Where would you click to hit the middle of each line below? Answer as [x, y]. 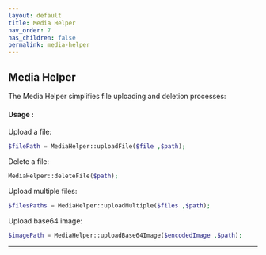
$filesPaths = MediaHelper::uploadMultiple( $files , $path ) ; [110, 206]
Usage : [21, 114]
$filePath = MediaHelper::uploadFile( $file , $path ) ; [97, 147]
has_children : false [42, 38]
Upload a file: [30, 132]
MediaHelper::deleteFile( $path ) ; [63, 176]
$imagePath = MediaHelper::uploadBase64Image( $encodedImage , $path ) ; [125, 235]
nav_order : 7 [30, 30]
